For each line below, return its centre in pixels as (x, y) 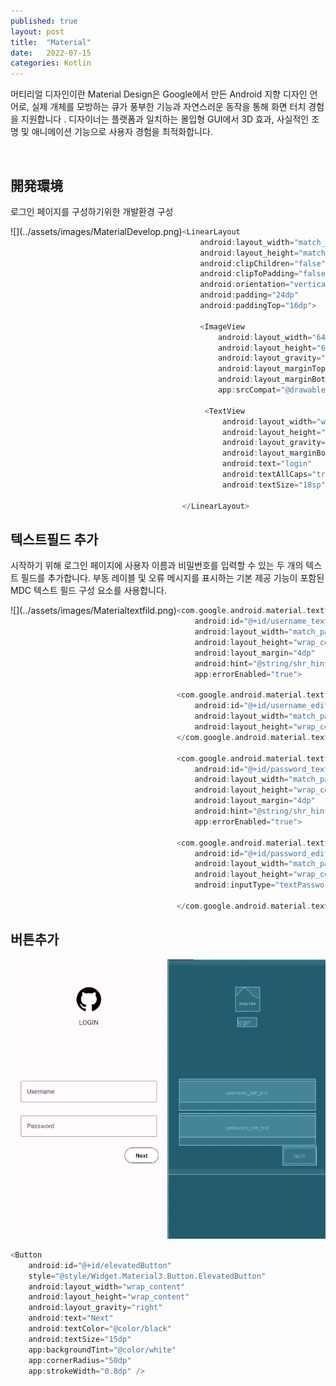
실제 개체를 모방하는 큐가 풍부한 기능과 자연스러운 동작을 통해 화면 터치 (169, 107)
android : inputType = (235, 885)
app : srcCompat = (249, 390)
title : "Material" (51, 42)
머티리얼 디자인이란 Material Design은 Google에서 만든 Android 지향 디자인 (159, 94)
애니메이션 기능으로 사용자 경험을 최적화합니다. (122, 132)
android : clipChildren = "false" (262, 263)
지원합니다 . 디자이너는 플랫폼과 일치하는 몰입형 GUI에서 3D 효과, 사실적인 (165, 119)
